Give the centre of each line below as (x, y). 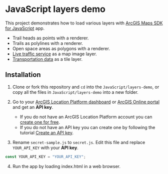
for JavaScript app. (25, 28)
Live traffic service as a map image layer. (55, 54)
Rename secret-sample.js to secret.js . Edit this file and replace (79, 142)
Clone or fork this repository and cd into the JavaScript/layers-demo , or (86, 87)
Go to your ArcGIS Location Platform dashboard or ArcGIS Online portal (86, 102)
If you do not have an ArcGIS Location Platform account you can (86, 117)
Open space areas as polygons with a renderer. (61, 48)
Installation (23, 75)
